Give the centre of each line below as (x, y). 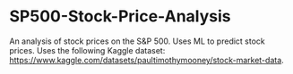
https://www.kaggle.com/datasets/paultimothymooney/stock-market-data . (146, 60)
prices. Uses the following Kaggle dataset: (87, 50)
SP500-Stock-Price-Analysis (120, 16)
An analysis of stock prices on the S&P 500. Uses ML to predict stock (138, 41)
